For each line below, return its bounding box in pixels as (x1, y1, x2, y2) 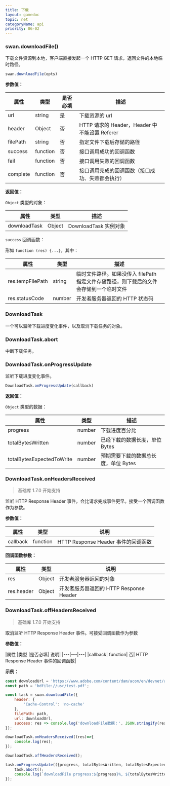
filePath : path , (14, 711, 49, 716)
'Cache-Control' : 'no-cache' (23, 702, 85, 707)
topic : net (5, 17, 28, 22)
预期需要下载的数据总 (100, 452, 152, 459)
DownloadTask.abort (5, 335, 58, 343)
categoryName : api (5, 21, 44, 27)
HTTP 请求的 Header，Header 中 (79, 122, 158, 129)
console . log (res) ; (14, 739, 53, 744)
